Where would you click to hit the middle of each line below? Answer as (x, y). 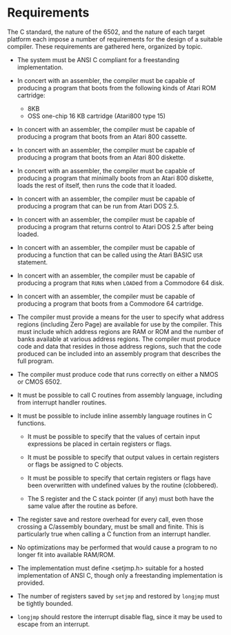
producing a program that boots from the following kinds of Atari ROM (117, 88)
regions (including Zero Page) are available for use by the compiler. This (119, 324)
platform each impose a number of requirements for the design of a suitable (115, 39)
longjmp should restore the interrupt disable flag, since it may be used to (120, 616)
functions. (31, 423)
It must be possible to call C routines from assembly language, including (120, 395)
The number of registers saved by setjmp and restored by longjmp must (118, 596)
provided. (31, 583)
